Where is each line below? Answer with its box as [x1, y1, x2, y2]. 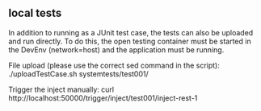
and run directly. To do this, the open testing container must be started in [8, 36, 252, 46]
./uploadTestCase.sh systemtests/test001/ [8, 68, 149, 79]
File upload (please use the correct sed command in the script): [8, 60, 220, 70]
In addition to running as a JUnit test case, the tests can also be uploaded [8, 27, 254, 37]
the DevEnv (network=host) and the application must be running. [8, 44, 225, 55]
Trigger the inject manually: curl [8, 84, 115, 94]
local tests [8, 6, 62, 20]
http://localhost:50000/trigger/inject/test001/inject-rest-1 [8, 92, 198, 103]
